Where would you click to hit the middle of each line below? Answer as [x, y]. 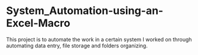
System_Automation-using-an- [85, 11]
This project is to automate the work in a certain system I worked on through [99, 39]
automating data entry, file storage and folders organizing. [77, 46]
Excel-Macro [38, 23]
